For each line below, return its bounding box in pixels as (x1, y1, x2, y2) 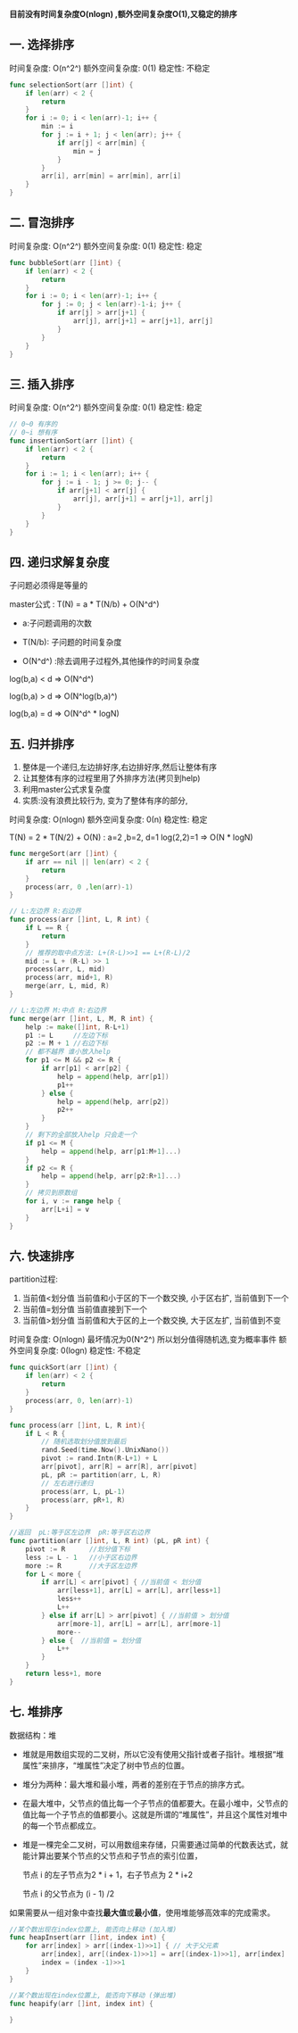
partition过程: (9, 1274, 58, 1284)
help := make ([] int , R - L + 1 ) (25, 1022, 129, 1032)
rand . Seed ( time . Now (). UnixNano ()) (41, 1446, 170, 1455)
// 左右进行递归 (41, 1479, 94, 1488)
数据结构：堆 (9, 1730, 56, 1740)
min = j (72, 146, 102, 155)
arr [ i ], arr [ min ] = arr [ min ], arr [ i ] (41, 171, 182, 181)
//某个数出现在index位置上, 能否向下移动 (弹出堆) (9, 1990, 177, 2000)
